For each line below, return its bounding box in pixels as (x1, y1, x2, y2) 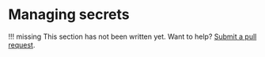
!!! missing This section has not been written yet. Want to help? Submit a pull (8, 32, 257, 41)
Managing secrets (8, 6, 131, 24)
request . (8, 40, 36, 49)
